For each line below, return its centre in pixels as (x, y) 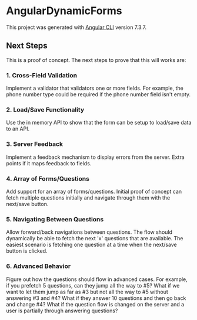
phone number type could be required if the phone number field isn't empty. (98, 94)
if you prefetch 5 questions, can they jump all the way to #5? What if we (93, 285)
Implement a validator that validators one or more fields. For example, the (95, 88)
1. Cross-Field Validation (42, 75)
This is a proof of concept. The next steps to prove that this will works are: (96, 60)
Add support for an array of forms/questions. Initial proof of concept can (94, 191)
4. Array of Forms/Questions (48, 178)
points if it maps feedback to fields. (49, 163)
